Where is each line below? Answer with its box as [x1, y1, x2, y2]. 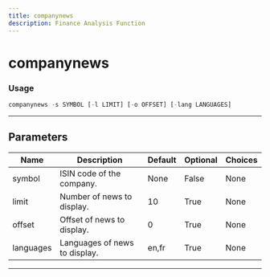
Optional [184, 154, 219, 165]
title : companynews [8, 11, 74, 20]
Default [147, 154, 177, 165]
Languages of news [59, 237, 134, 248]
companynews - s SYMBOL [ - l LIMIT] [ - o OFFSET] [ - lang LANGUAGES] [8, 100, 231, 108]
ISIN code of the [59, 168, 121, 179]
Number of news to [59, 190, 133, 202]
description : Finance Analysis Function [8, 19, 146, 27]
